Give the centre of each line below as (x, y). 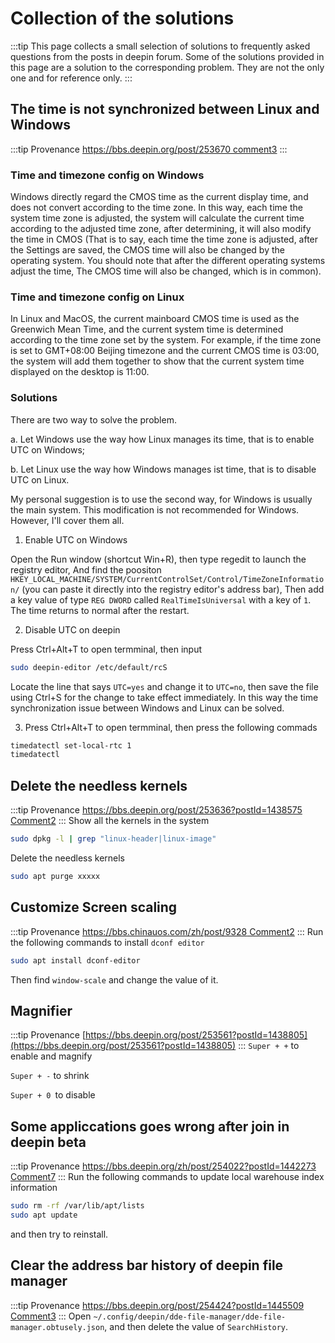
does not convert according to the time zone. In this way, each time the (156, 208)
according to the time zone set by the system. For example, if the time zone (166, 340)
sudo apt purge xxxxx (55, 876)
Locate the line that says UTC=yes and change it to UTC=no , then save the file (164, 686)
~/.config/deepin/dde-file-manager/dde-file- (190, 1317)
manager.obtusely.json (57, 1327)
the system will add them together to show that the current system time (157, 361)
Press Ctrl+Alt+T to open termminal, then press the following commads (171, 727)
